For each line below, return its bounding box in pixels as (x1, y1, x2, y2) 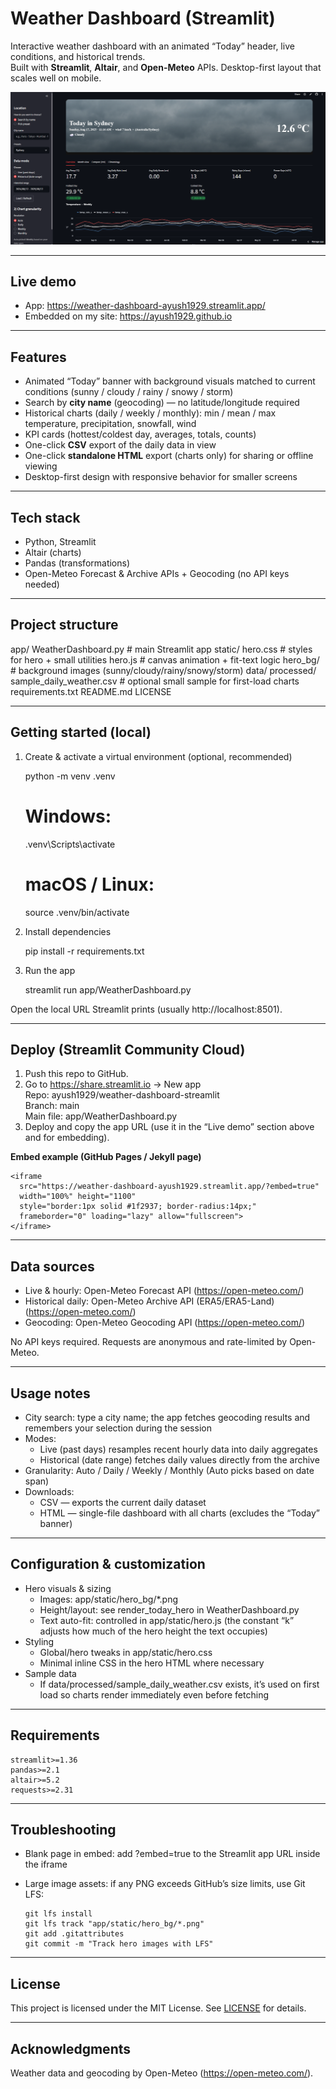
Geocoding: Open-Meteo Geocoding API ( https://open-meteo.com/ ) (24, 1317, 306, 1329)
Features (10, 348, 67, 366)
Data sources (10, 1258, 95, 1275)
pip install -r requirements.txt (24, 945, 145, 957)
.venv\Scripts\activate (24, 838, 116, 850)
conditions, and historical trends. (10, 50, 146, 62)
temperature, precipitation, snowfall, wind (24, 418, 197, 430)
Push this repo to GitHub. (24, 1068, 129, 1080)
